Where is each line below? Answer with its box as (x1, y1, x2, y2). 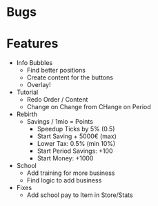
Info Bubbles (16, 59, 53, 67)
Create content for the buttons (26, 73, 113, 82)
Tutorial (16, 88, 39, 97)
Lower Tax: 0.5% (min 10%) (37, 140, 116, 148)
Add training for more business (26, 169, 115, 177)
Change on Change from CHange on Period (26, 103, 151, 111)
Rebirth (16, 110, 38, 118)
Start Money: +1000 (37, 154, 94, 162)
